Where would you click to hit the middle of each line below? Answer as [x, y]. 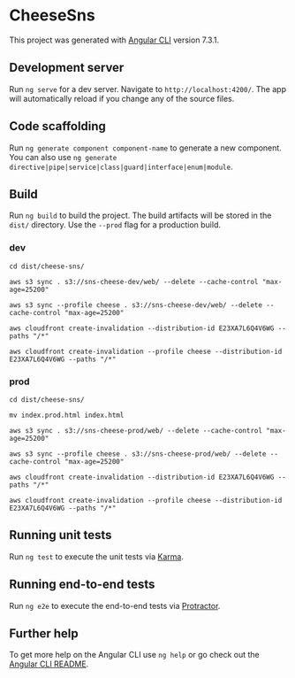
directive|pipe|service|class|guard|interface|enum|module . [121, 166]
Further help [44, 633]
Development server [67, 68]
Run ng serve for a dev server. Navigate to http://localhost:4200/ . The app [148, 89]
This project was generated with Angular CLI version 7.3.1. [114, 40]
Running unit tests [61, 535]
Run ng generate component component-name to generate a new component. [146, 148]
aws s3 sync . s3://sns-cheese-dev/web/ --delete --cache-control [134, 281]
